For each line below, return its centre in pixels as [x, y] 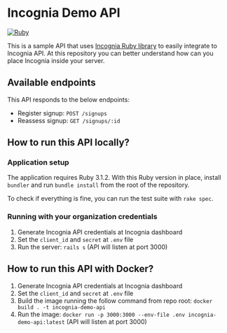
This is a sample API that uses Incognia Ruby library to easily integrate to [112, 45]
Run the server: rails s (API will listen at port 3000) [92, 247]
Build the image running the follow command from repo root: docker [115, 300]
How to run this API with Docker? [81, 269]
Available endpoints [51, 83]
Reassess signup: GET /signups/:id [69, 120]
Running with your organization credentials [82, 217]
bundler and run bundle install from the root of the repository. [98, 185]
